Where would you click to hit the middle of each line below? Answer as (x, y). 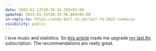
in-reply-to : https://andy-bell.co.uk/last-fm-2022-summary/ (70, 19)
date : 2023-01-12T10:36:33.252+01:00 (45, 10)
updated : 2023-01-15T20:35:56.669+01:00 (48, 14)
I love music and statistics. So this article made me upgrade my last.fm (78, 38)
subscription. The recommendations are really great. (59, 43)
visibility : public (26, 24)
